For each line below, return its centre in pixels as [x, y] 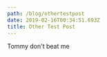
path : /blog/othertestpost [46, 14]
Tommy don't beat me [39, 47]
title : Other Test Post [41, 26]
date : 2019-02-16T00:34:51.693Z [53, 20]
